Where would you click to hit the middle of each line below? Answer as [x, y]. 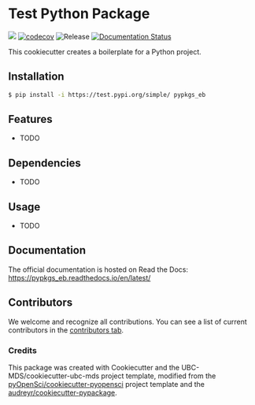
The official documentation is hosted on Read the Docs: [98, 269]
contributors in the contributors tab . [66, 330]
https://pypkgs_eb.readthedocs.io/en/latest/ [79, 277]
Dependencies [44, 163]
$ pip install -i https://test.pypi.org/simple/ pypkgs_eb [107, 95]
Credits [22, 350]
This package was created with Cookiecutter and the [94, 367]
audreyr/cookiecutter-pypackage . [63, 392]
